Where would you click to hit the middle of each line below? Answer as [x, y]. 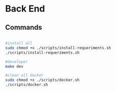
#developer [17, 62]
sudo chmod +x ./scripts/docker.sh [42, 80]
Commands [24, 27]
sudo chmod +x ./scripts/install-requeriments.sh [58, 48]
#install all [19, 43]
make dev [14, 66]
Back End [25, 9]
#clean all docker [24, 75]
